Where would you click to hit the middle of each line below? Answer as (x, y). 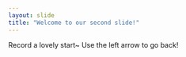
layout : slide (32, 15)
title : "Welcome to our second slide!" (74, 23)
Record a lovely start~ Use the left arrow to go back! (93, 45)
